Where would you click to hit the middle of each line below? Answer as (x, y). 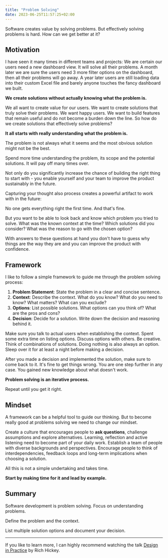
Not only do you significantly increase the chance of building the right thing (83, 173)
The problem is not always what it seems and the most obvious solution (79, 143)
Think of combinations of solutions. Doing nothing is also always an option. (82, 344)
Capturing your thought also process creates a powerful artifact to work (79, 194)
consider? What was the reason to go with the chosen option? (69, 229)
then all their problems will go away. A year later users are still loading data (82, 78)
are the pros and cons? (36, 313)
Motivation (22, 50)
